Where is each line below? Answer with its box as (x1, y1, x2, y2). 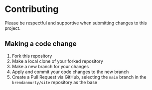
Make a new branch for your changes (11, 63, 89, 69)
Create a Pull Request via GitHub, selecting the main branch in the (11, 74, 147, 80)
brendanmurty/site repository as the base (11, 79, 98, 85)
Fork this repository (11, 53, 52, 59)
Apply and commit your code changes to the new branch (11, 69, 129, 75)
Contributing (4, 3, 59, 15)
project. (4, 25, 21, 31)
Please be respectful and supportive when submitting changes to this (4, 20, 148, 26)
